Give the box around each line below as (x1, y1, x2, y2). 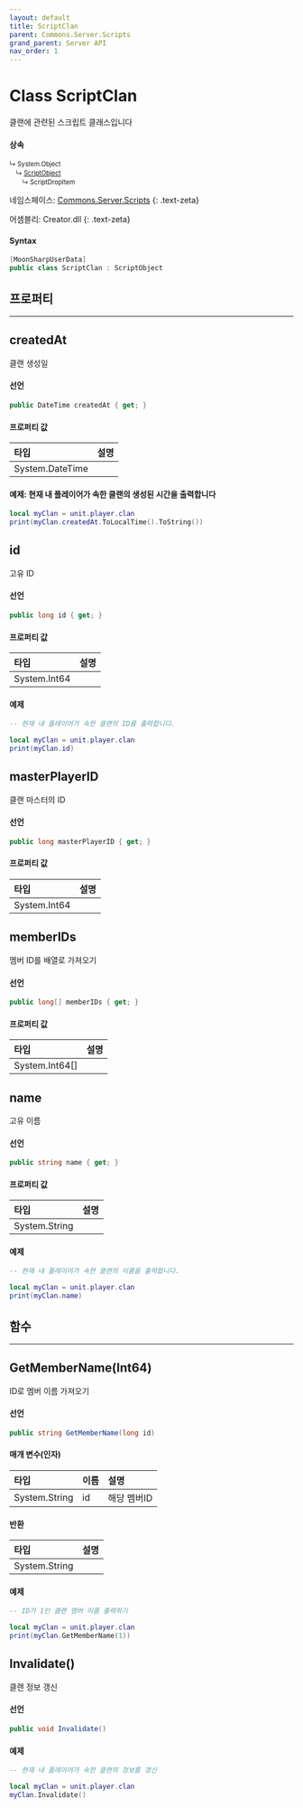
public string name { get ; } (9, 1158, 119, 1167)
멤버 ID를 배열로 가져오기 (9, 954, 97, 965)
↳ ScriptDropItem (22, 178, 76, 187)
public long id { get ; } (9, 611, 103, 620)
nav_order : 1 (9, 47, 59, 56)
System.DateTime (14, 463, 88, 475)
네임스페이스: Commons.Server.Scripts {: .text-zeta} (9, 195, 200, 206)
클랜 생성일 (9, 358, 49, 369)
